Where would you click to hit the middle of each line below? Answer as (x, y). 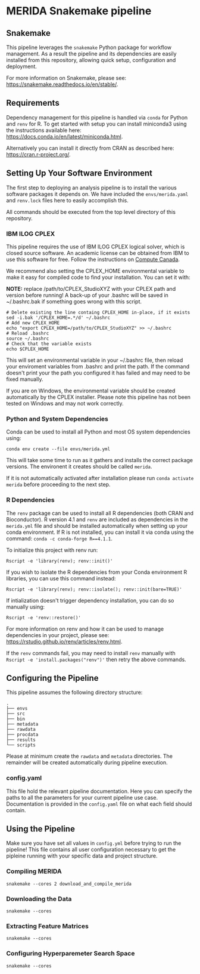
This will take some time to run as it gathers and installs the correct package (100, 460)
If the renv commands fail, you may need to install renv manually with (91, 653)
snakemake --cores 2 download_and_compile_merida (69, 884)
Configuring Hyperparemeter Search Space (71, 954)
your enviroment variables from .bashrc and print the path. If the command (98, 366)
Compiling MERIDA (34, 871)
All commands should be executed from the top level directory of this (91, 212)
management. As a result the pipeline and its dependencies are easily (91, 54)
